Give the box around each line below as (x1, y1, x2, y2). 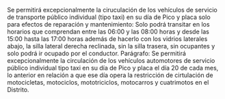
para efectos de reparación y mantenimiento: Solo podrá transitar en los (7, 20, 210, 28)
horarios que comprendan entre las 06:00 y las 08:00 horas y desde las (7, 27, 210, 36)
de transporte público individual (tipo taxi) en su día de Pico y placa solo (7, 13, 211, 21)
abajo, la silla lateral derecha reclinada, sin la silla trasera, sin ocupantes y (7, 42, 215, 50)
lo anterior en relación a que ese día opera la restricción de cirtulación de (7, 71, 213, 79)
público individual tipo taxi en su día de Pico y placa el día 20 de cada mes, (7, 64, 219, 72)
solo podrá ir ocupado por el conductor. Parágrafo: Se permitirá (7, 49, 187, 57)
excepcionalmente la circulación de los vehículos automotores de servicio (7, 57, 215, 64)
